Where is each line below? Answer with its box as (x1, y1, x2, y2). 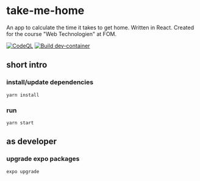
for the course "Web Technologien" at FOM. (6, 30, 117, 37)
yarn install (6, 92, 40, 98)
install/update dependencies (6, 78, 93, 87)
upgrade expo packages (6, 155, 80, 163)
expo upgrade (6, 168, 40, 174)
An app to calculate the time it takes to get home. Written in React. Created (6, 24, 194, 31)
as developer (6, 137, 57, 147)
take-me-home (6, 4, 85, 18)
